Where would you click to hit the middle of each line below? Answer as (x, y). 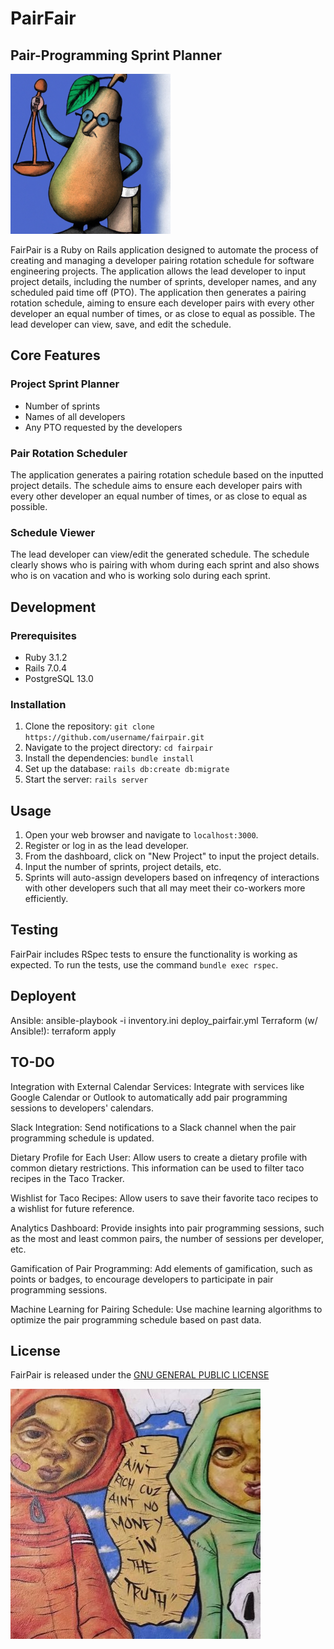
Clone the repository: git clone (89, 726)
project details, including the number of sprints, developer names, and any (163, 281)
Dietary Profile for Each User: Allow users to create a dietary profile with (159, 1157)
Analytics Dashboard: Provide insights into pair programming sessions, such (167, 1228)
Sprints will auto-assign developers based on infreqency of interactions (172, 878)
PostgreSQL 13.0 (59, 678)
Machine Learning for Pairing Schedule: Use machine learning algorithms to (166, 1309)
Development (53, 607)
